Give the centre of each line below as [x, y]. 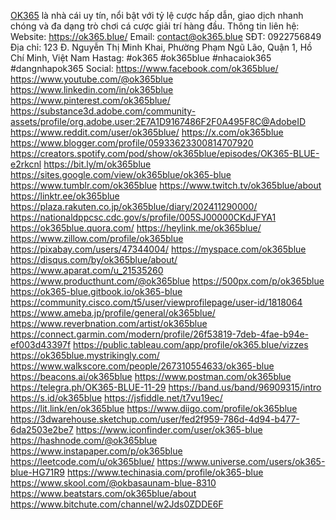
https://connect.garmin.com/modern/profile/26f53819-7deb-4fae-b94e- [160, 334]
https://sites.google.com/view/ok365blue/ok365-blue [121, 174]
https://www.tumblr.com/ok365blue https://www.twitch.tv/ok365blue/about [166, 185]
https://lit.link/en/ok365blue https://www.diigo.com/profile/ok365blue [154, 408]
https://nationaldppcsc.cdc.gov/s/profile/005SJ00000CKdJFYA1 [143, 217]
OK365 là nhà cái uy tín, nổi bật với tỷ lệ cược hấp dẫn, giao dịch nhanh [157, 15]
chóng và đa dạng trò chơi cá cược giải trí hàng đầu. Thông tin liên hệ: [155, 26]
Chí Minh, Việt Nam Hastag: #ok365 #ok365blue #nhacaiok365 [141, 58]
